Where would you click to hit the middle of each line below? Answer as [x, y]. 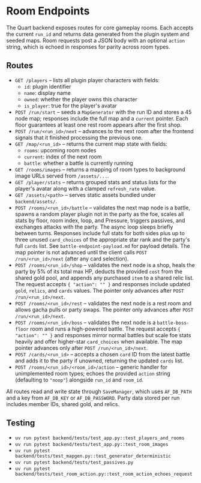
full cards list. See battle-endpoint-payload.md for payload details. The [102, 246]
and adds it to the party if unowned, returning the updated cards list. [99, 361]
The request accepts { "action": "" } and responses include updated [102, 284]
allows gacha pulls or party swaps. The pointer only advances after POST [104, 310]
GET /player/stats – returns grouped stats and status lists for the [95, 182]
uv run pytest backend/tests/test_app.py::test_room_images [91, 444]
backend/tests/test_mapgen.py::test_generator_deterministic [93, 456]
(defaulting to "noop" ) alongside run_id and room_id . [79, 380]
